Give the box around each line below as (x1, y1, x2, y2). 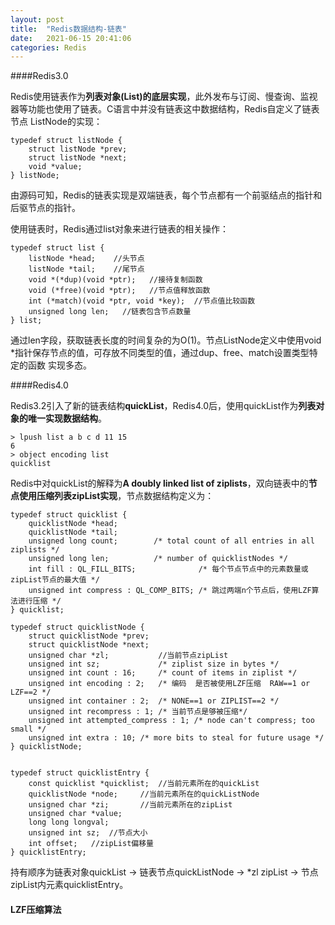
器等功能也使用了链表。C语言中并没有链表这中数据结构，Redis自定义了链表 (10, 103, 320, 115)
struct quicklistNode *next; (28, 640, 150, 650)
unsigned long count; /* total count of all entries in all (28, 536, 315, 546)
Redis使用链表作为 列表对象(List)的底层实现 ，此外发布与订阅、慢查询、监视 (10, 91, 318, 103)
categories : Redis (10, 42, 87, 53)
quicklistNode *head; (28, 519, 118, 529)
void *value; (28, 162, 83, 172)
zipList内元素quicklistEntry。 (10, 879, 129, 891)
